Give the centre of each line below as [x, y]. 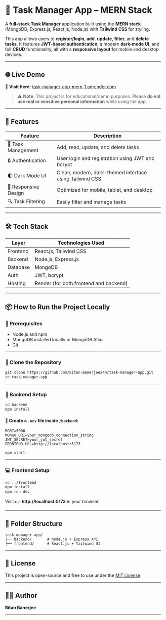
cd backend [16, 405]
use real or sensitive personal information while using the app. [82, 102]
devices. [14, 54]
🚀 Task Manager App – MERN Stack [79, 10]
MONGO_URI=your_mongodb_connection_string [49, 435]
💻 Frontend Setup [27, 470]
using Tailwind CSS [79, 179]
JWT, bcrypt [49, 275]
